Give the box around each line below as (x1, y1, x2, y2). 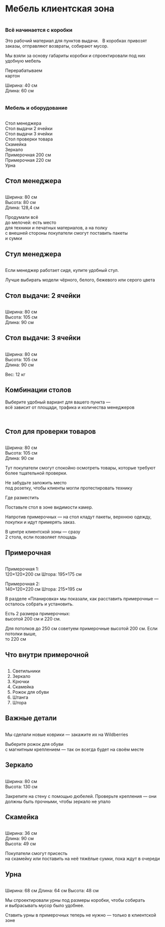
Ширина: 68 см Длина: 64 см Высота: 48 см (5, 888, 99, 894)
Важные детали (5, 714, 57, 723)
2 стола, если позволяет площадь (5, 534, 77, 540)
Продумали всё (5, 214, 39, 220)
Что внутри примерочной (5, 651, 89, 659)
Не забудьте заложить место (5, 480, 67, 486)
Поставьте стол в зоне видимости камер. (5, 504, 93, 510)
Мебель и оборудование (5, 105, 68, 112)
